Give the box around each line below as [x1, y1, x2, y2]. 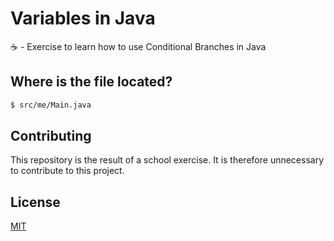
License [10, 193, 61, 211]
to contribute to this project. [10, 165, 125, 177]
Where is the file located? [10, 73, 173, 91]
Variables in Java [10, 7, 156, 30]
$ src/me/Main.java [10, 100, 92, 110]
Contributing [10, 128, 92, 145]
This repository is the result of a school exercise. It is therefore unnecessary [10, 154, 325, 166]
